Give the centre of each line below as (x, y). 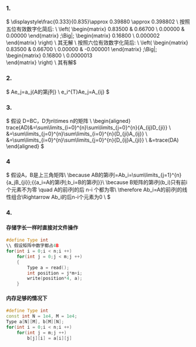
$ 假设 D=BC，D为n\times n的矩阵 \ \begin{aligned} (68, 121)
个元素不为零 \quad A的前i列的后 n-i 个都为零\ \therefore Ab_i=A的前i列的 (94, 190)
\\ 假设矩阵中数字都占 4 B (32, 246)
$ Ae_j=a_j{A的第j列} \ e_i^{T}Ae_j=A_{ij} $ (58, 92)
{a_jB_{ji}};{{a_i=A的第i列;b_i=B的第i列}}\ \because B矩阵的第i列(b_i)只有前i (97, 182)
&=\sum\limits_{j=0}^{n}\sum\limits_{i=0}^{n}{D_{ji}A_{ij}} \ (77, 134)
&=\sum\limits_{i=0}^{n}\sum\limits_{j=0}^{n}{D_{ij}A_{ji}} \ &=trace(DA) (92, 140)
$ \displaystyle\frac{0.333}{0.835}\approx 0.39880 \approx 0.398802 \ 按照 (98, 22)
